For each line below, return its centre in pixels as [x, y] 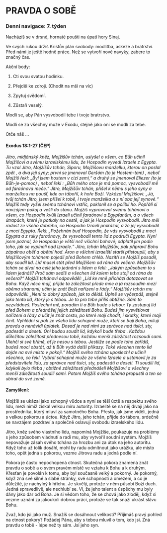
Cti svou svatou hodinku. [38, 77]
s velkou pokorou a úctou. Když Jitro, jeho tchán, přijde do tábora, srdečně [82, 417]
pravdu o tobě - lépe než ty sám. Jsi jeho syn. [52, 525]
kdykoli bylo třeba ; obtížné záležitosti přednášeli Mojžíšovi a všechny [77, 368]
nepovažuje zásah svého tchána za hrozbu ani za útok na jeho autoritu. [78, 442]
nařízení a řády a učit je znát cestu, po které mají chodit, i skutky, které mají [83, 315]
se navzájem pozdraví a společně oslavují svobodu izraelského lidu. [75, 422]
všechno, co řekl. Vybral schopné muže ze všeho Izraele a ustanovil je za [81, 357]
